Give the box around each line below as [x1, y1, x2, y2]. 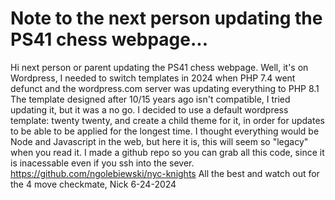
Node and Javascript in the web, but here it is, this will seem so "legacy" [10, 135, 309, 147]
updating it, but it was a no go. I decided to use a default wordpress [10, 103, 289, 116]
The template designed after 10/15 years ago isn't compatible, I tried [10, 93, 291, 105]
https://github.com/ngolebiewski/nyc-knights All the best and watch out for [10, 167, 320, 179]
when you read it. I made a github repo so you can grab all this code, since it [10, 146, 325, 158]
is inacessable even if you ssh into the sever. [10, 157, 195, 169]
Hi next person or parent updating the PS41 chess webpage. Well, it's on [10, 61, 309, 73]
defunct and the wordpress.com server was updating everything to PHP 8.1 [10, 82, 320, 94]
